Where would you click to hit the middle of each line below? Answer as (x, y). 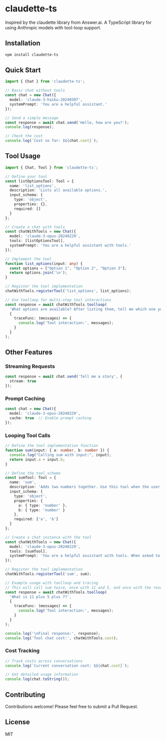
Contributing (25, 695)
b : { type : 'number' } (41, 510)
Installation (23, 43)
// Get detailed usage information (42, 675)
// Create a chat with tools (35, 227)
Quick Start (23, 70)
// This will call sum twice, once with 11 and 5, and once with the (78, 587)
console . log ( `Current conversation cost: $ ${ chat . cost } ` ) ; (67, 666)
